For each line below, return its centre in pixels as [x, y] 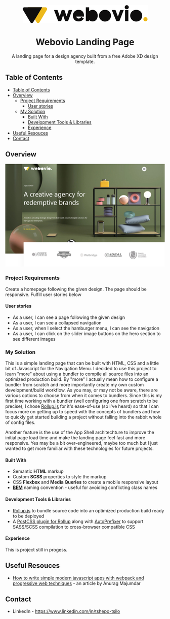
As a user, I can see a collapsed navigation [57, 322]
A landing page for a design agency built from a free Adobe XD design [85, 56]
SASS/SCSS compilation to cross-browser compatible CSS [74, 527]
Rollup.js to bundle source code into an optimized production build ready [88, 510]
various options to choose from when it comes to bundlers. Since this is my [84, 396]
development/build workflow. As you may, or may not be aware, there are [82, 390]
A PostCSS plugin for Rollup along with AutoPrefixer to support [78, 521]
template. [85, 61]
